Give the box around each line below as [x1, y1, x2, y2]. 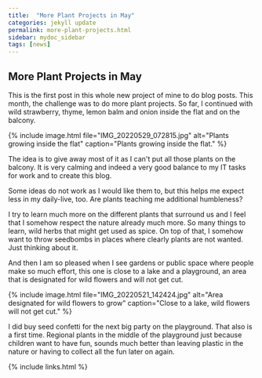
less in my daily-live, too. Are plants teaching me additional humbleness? [8, 194, 243, 204]
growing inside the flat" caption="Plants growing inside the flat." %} [8, 139, 227, 148]
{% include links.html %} [8, 362, 88, 371]
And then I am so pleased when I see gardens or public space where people [8, 258, 254, 267]
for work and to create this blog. [8, 170, 112, 180]
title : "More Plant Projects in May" [8, 11, 135, 20]
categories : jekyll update [8, 19, 96, 27]
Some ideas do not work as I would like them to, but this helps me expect [8, 186, 245, 195]
